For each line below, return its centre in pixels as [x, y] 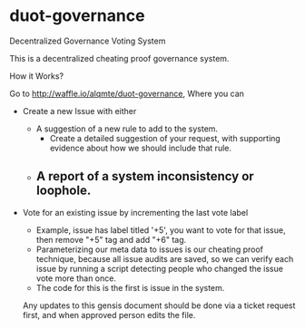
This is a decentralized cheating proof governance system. [119, 58]
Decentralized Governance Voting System [88, 41]
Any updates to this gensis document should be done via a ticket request [159, 305]
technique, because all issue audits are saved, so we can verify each [165, 258]
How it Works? [37, 76]
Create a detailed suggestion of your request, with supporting [165, 138]
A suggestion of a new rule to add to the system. [127, 129]
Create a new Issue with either [79, 111]
